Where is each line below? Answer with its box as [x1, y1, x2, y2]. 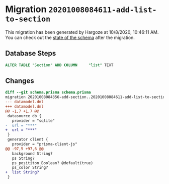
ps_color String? [12, 165, 49, 170]
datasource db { [7, 113, 42, 118]
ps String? [12, 156, 35, 161]
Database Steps [5, 49, 56, 58]
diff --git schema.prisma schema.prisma [5, 90, 92, 95]
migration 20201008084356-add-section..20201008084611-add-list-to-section [5, 95, 167, 100]
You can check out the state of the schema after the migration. [5, 34, 135, 40]
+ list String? [5, 170, 39, 175]
